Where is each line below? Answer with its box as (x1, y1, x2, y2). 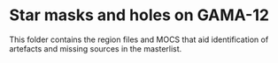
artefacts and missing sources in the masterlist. (9, 43, 182, 53)
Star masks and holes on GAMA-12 (9, 5, 270, 25)
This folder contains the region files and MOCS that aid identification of (9, 34, 269, 45)
